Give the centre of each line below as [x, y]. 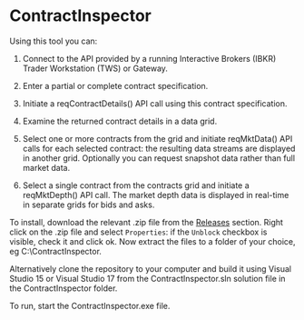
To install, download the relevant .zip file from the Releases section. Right [147, 222]
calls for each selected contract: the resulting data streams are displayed [159, 148]
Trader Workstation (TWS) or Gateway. [95, 68]
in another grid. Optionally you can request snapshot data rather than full [159, 158]
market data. [46, 167]
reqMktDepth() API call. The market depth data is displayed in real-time [156, 195]
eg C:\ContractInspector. [56, 251]
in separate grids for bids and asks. [88, 205]
